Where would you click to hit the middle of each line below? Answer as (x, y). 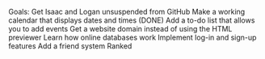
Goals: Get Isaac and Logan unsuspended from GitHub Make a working (127, 12)
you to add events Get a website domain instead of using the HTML (120, 29)
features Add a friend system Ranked (70, 46)
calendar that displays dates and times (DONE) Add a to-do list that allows (132, 20)
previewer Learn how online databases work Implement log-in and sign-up (132, 37)
